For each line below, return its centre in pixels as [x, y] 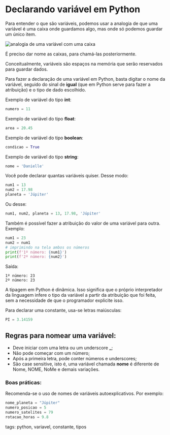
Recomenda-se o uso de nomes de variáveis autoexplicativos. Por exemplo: [84, 394]
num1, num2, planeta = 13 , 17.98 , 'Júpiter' [53, 214]
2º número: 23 [20, 281]
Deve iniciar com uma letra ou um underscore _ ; [63, 348]
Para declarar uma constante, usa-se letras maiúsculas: [63, 310]
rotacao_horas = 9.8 [27, 417]
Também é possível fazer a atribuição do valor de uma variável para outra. [83, 223]
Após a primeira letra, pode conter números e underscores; [75, 359]
